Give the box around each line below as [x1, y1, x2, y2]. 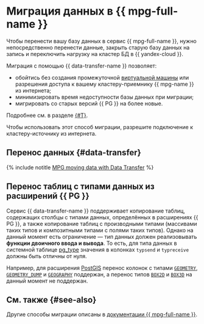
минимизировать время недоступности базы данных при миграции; [15, 93, 194, 100]
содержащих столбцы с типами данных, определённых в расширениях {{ [6, 213, 199, 220]
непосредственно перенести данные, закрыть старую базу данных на [6, 44, 190, 51]
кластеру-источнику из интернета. [6, 130, 97, 137]
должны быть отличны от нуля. [6, 252, 87, 259]
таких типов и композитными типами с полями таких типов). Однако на [6, 227, 194, 234]
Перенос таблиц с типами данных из [6, 181, 155, 192]
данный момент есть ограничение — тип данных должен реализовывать [6, 233, 197, 240]
